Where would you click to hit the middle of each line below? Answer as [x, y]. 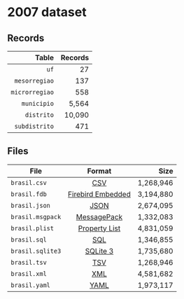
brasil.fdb [29, 194]
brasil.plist [33, 228]
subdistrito [34, 126]
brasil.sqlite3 [36, 251]
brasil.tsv [29, 262]
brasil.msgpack [36, 217]
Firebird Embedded [99, 194]
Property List [99, 228]
